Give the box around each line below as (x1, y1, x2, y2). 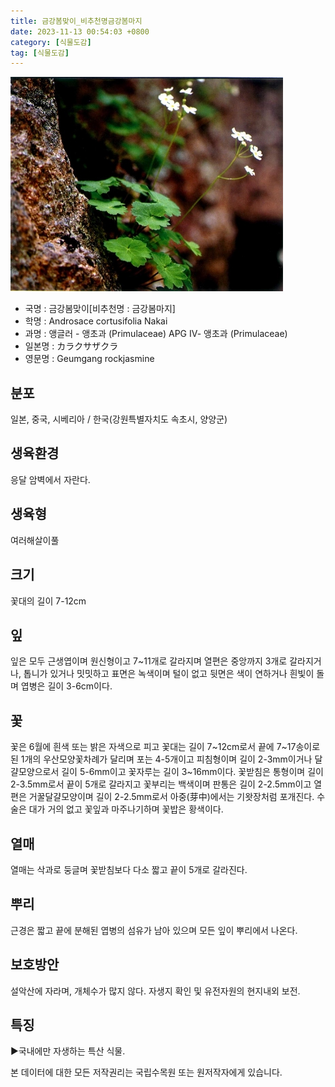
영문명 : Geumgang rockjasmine (24, 353, 155, 365)
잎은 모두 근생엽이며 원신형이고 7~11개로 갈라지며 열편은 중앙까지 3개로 (10, 655, 288, 667)
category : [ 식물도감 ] (10, 37, 92, 47)
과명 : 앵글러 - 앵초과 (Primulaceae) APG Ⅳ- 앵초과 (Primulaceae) (24, 328, 288, 340)
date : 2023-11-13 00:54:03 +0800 (10, 26, 150, 37)
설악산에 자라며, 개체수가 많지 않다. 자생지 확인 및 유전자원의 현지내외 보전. (10, 985, 301, 997)
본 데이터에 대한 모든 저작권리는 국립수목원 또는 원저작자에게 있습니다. (10, 1066, 283, 1079)
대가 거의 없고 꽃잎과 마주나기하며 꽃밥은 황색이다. (28, 803, 224, 815)
